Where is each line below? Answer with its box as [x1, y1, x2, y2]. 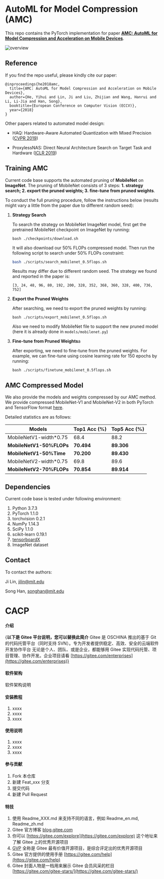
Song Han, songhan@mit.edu [5, 588, 65, 594]
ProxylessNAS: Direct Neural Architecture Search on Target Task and [12, 144, 152, 150]
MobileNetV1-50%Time [7, 450, 66, 457]
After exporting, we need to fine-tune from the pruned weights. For [12, 348, 148, 354]
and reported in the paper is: [12, 274, 70, 280]
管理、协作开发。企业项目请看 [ [9, 652, 72, 659]
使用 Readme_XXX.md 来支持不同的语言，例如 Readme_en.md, [12, 816, 140, 822]
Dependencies [5, 482, 50, 491]
